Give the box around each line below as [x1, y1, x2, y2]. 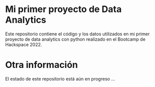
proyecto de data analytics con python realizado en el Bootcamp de [5, 36, 146, 42]
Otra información [5, 59, 78, 71]
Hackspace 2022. [5, 41, 42, 47]
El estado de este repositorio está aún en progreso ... [5, 75, 115, 81]
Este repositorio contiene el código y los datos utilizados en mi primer [5, 31, 150, 37]
